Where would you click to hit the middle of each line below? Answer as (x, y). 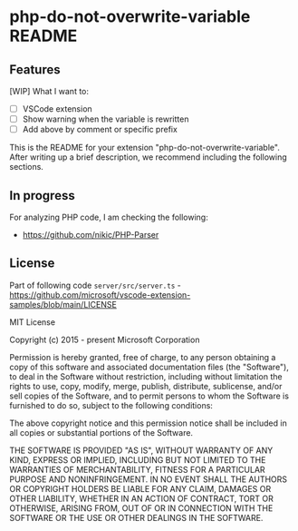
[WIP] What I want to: (49, 91)
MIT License (33, 322)
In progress (42, 196)
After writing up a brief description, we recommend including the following (148, 157)
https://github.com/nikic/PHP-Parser (91, 235)
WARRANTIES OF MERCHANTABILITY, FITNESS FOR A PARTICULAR (137, 469)
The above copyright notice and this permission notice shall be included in (148, 423)
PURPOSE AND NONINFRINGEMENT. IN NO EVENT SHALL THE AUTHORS (149, 479)
